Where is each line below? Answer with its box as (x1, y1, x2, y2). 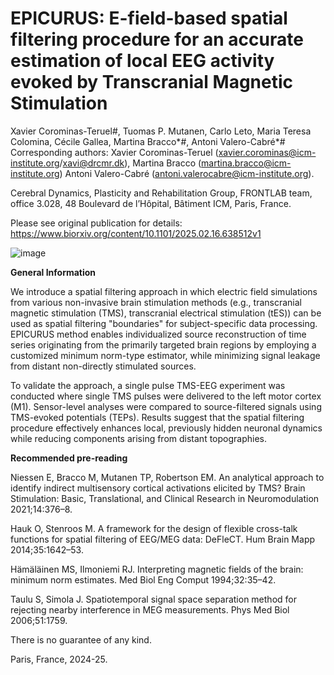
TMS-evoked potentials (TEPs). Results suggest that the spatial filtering (10, 411, 305, 423)
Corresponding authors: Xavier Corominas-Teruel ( (10, 146, 219, 158)
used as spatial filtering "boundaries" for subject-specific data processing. (10, 317, 318, 329)
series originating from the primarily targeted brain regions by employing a (10, 338, 317, 351)
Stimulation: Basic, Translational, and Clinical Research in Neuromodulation (10, 492, 320, 504)
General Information (10, 266, 97, 278)
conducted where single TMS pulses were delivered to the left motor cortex (10, 390, 322, 402)
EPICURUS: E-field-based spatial (10, 7, 288, 30)
